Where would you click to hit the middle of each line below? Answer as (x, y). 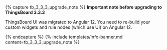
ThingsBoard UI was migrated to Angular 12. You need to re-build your (78, 22)
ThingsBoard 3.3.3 (25, 12)
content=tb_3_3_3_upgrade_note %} (43, 42)
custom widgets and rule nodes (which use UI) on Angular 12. (69, 27)
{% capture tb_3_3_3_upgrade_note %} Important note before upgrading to (83, 7)
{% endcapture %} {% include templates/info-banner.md (64, 37)
